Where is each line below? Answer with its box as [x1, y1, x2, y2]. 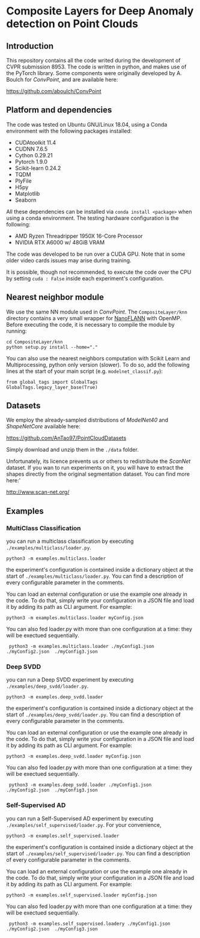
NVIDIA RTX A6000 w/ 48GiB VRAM [14, 238, 105, 246]
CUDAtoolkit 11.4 [14, 139, 56, 146]
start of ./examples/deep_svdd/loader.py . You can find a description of [6, 711, 181, 718]
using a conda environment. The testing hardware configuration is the [6, 214, 179, 222]
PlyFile [14, 177, 32, 184]
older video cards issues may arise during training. [6, 256, 132, 264]
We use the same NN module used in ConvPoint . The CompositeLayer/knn [6, 308, 187, 315]
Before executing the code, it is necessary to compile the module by [6, 321, 175, 328]
